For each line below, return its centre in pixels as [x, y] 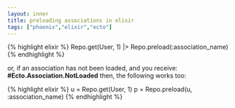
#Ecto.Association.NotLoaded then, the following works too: [97, 76]
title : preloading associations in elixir [71, 20]
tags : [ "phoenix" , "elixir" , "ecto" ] [60, 27]
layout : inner [28, 14]
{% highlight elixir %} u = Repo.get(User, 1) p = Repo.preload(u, [100, 90]
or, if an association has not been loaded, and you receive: [93, 68]
